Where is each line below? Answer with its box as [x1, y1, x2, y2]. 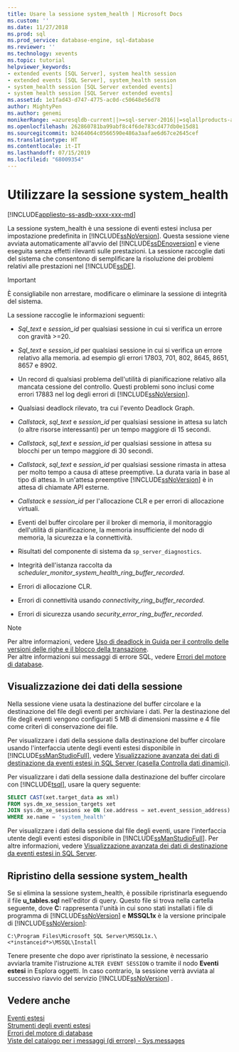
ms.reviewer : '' [7, 43, 55, 51]
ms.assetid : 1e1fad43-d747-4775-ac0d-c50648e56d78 [7, 97, 161, 104]
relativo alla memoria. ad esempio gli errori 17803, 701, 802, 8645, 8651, [17, 353, 229, 362]
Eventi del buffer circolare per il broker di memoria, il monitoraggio [17, 517, 213, 527]
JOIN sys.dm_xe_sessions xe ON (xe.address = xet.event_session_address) [7, 807, 231, 814]
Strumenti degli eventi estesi [7, 1021, 91, 1029]
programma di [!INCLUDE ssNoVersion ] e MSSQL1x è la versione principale [7, 911, 226, 920]
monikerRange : [7, 116, 50, 123]
